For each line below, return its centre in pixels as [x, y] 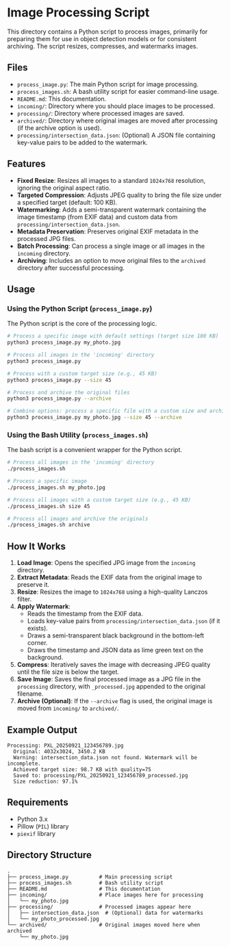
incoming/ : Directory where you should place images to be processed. [116, 106]
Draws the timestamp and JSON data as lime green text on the [115, 650]
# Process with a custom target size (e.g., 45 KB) [82, 374]
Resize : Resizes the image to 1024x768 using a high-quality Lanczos [112, 592]
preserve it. [33, 585]
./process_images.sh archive [49, 525]
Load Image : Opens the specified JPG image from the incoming [106, 563]
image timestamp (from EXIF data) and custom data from [97, 216]
